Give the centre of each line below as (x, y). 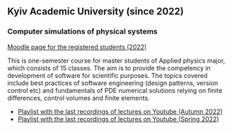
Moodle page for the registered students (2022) (77, 47)
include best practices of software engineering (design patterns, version (113, 83)
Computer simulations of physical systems (82, 32)
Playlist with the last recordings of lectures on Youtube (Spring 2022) (118, 119)
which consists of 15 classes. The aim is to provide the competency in (109, 68)
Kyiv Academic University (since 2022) (95, 12)
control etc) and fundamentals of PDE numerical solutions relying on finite (115, 90)
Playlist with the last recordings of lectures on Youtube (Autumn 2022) (120, 111)
